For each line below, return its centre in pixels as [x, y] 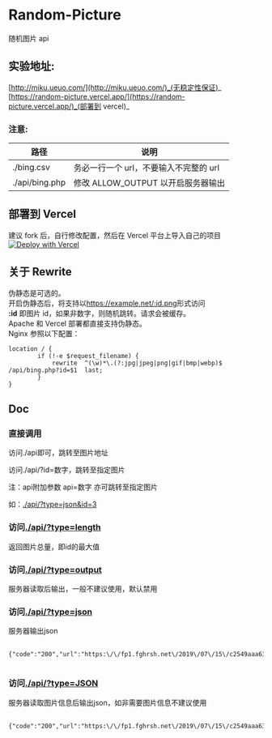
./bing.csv [31, 168]
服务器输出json [33, 631]
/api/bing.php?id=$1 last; [56, 370]
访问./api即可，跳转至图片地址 [58, 453]
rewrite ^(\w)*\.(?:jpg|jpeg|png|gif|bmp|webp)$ [137, 363]
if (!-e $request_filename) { [88, 356]
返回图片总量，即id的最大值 [54, 546]
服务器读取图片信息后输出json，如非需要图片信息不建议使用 [108, 702]
